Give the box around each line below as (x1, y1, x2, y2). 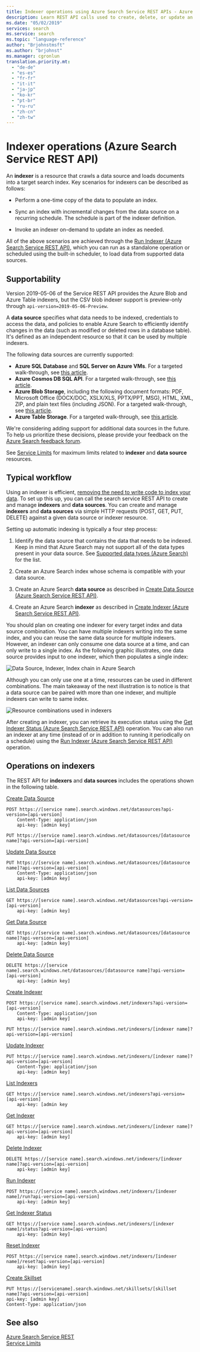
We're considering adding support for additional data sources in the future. (6, 425, 190, 432)
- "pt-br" (11, 97, 36, 103)
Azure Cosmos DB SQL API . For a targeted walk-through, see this (14, 375, 177, 382)
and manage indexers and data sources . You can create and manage (6, 501, 177, 508)
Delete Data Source (6, 950, 54, 958)
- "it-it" (11, 81, 36, 87)
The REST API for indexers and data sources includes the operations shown (6, 777, 194, 784)
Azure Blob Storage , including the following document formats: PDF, (14, 388, 183, 395)
